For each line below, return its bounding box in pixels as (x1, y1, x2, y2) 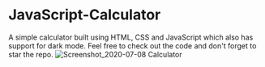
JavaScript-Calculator (8, 6, 161, 24)
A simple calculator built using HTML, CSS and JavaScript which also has (8, 32, 254, 42)
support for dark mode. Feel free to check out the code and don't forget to (8, 40, 257, 50)
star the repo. (8, 49, 54, 59)
